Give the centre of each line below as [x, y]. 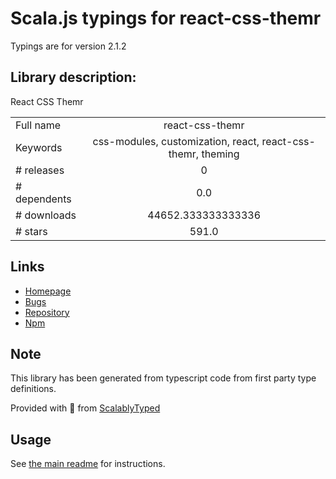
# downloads [46, 215]
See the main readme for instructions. [88, 464]
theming [220, 154]
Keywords [39, 147]
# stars [31, 231]
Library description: [73, 77]
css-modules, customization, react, [176, 141]
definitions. [33, 389]
